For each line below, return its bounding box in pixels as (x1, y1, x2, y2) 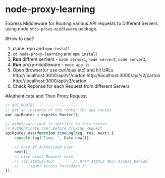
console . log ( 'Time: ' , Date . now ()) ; (14, 135, 92, 140)
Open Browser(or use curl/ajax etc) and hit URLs (12, 67, 114, 73)
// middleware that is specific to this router (5, 121, 107, 126)
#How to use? (5, 35, 34, 42)
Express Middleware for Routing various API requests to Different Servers (5, 20, 158, 26)
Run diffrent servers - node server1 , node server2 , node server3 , (12, 56, 147, 62)
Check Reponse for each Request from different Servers (12, 83, 130, 89)
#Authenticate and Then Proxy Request (5, 93, 87, 99)
